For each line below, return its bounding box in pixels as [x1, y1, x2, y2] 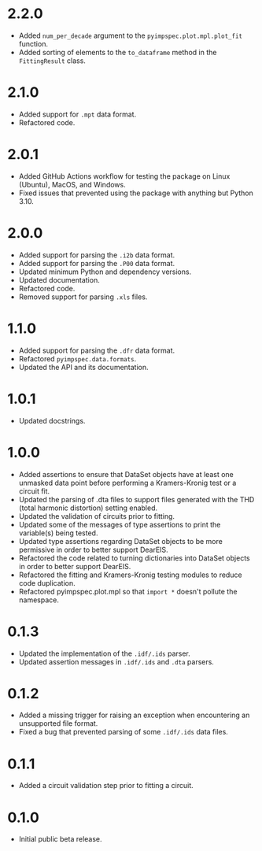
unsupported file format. [18, 719, 98, 728]
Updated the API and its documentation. [18, 362, 149, 372]
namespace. [18, 595, 60, 605]
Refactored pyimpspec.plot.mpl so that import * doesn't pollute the [18, 586, 238, 596]
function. [18, 39, 49, 48]
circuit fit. [18, 486, 50, 496]
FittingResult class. [18, 56, 86, 65]
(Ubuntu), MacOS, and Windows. [18, 179, 127, 189]
